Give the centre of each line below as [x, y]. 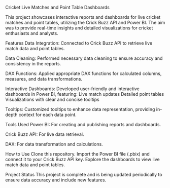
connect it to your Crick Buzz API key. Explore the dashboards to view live [82, 159]
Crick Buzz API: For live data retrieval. [45, 134]
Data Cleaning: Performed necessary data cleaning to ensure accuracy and [84, 58]
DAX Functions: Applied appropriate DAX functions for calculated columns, [83, 73]
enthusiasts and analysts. [32, 33]
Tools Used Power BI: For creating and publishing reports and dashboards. [83, 124]
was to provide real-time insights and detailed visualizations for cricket [79, 28]
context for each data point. [48, 115]
